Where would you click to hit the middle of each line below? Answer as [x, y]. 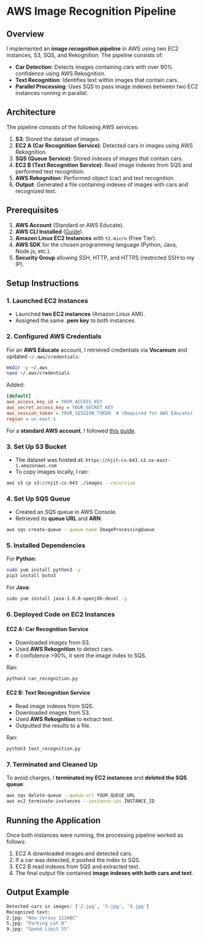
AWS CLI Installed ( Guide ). [49, 232]
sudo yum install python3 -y [43, 570]
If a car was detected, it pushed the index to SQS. [78, 860]
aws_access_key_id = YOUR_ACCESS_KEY [55, 402]
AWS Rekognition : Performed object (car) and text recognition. [95, 178]
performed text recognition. [50, 171]
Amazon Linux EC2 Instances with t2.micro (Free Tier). [86, 238]
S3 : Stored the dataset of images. [58, 138]
